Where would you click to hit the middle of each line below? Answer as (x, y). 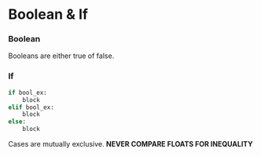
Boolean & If (48, 15)
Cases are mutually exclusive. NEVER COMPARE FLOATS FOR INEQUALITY (130, 144)
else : (17, 122)
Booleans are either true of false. (61, 56)
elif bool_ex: (31, 107)
